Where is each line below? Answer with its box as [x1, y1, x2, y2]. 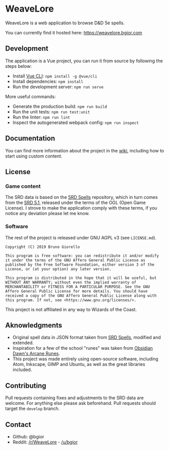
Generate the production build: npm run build [12, 103, 107, 109]
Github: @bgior [12, 433, 44, 439]
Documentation [5, 134, 55, 143]
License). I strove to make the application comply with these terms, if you [5, 205, 157, 211]
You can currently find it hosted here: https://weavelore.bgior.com [5, 29, 142, 35]
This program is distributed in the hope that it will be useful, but [5, 275, 157, 280]
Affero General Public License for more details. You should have [5, 289, 148, 294]
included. [12, 366, 32, 373]
